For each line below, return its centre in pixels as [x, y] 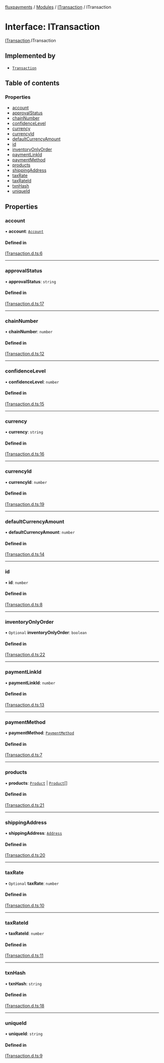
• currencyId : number [26, 482]
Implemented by [30, 56]
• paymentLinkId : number [30, 683]
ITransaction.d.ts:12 [25, 354]
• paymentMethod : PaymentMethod [40, 733]
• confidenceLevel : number [32, 382]
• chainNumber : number [29, 332]
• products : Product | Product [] [36, 783]
